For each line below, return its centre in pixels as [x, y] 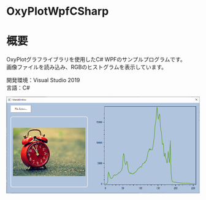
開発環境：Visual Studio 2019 [43, 80]
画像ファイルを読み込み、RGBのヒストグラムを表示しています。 [87, 67]
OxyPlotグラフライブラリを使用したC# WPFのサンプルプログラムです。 [96, 60]
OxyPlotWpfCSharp [58, 11]
